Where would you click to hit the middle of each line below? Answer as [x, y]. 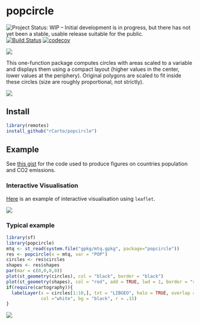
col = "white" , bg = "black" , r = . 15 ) [89, 298]
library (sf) [21, 237]
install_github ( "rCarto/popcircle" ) [51, 131]
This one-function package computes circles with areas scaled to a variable [99, 63]
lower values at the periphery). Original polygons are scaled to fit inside [94, 75]
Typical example [30, 225]
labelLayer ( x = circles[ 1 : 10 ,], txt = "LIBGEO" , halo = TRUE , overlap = [104, 293]
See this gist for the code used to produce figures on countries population [97, 164]
